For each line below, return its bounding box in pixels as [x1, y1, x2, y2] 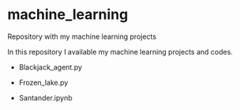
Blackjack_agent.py [18, 62, 82, 72]
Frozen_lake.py [18, 78, 69, 87]
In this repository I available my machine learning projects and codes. [7, 47, 234, 56]
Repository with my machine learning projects [7, 32, 157, 41]
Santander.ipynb [18, 93, 73, 102]
